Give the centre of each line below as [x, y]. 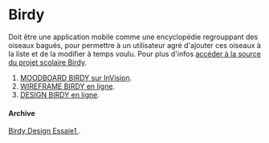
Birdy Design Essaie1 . [45, 131]
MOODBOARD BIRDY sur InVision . [76, 77]
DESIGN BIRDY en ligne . [60, 94]
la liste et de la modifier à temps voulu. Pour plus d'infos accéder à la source [134, 54]
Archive [22, 113]
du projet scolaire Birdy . [47, 62]
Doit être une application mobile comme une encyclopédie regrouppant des [133, 37]
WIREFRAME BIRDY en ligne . [67, 86]
